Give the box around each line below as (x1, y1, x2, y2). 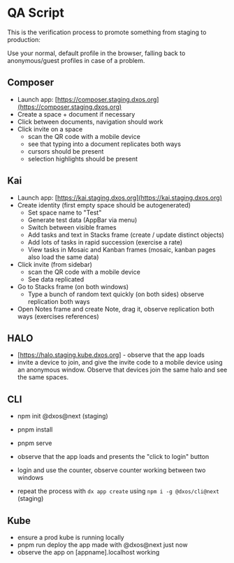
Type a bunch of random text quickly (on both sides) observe (27, 290, 205, 298)
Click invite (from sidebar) (17, 260, 93, 268)
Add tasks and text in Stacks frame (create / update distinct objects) (27, 231, 225, 239)
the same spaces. (17, 373, 68, 381)
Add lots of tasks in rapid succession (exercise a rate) (27, 237, 183, 246)
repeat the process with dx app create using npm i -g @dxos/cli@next (17, 487, 220, 495)
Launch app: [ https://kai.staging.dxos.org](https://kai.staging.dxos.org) (17, 193, 222, 202)
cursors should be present (27, 147, 104, 155)
